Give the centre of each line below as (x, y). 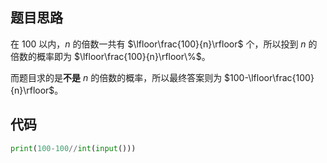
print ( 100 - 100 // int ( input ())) (73, 148)
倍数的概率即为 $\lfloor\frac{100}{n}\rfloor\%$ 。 (110, 56)
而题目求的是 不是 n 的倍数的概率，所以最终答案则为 (116, 77)
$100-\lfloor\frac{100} (269, 77)
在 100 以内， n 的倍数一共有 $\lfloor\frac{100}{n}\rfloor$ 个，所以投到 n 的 (164, 44)
